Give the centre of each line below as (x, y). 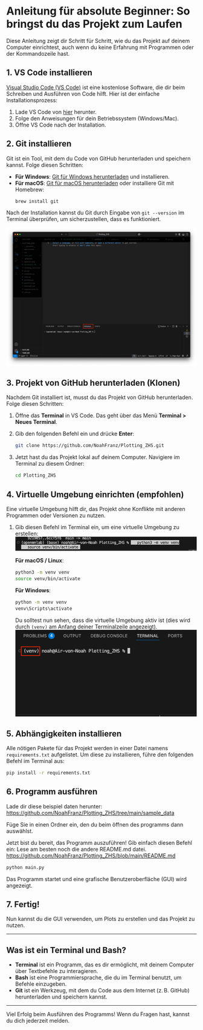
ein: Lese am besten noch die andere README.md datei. (76, 849)
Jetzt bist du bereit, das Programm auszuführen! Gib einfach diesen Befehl (99, 842)
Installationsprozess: (32, 100)
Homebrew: (30, 190)
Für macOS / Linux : (39, 560)
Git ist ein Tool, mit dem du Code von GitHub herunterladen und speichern (98, 158)
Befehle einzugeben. (41, 984)
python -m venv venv (41, 602)
